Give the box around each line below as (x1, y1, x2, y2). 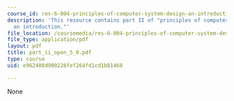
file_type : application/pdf (7, 36, 89, 43)
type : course (7, 56, 45, 63)
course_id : (7, 10, 39, 17)
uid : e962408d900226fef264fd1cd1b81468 (7, 62, 123, 69)
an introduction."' (13, 23, 70, 30)
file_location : (7, 29, 52, 37)
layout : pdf (7, 42, 42, 49)
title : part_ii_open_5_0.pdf (7, 49, 92, 56)
